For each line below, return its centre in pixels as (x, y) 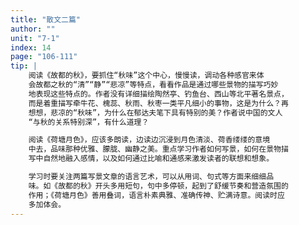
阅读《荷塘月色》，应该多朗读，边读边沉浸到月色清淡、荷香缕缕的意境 (149, 140)
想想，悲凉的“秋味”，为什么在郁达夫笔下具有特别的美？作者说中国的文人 (155, 112)
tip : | (24, 66)
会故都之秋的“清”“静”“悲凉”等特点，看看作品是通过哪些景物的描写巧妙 (153, 85)
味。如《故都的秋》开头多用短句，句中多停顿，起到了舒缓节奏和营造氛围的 (158, 186)
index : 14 (31, 47)
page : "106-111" (44, 57)
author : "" (33, 29)
